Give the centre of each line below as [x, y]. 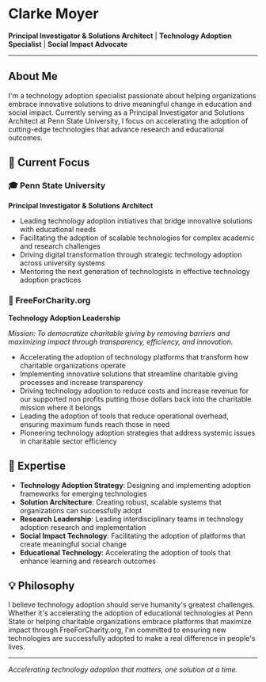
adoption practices [50, 280]
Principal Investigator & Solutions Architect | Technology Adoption [120, 36]
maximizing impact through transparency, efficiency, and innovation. [121, 341]
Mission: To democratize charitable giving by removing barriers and [119, 333]
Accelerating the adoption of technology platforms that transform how [134, 356]
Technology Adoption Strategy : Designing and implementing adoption [135, 485]
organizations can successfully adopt [81, 510]
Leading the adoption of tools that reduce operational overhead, [124, 416]
